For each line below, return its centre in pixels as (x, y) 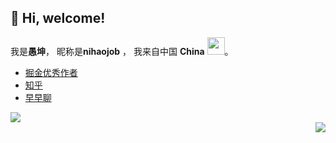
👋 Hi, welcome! (58, 18)
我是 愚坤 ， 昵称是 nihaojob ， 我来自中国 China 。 (122, 51)
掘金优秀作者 (51, 72)
